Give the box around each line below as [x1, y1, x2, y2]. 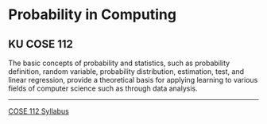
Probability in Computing [8, 6, 177, 24]
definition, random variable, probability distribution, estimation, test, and [8, 67, 245, 76]
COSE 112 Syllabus [8, 107, 69, 116]
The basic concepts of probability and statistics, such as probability [8, 58, 230, 68]
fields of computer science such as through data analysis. [8, 83, 199, 93]
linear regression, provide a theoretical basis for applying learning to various [8, 76, 258, 84]
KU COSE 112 [8, 37, 73, 51]
